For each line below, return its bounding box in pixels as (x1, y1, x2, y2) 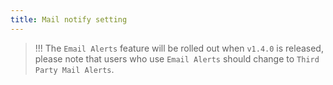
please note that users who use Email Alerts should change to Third (34, 52, 320, 65)
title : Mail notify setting (10, 14, 128, 25)
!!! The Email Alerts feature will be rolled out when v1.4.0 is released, (34, 42, 324, 54)
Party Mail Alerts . (34, 63, 115, 75)
